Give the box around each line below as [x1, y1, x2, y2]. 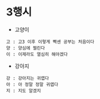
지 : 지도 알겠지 [6, 88, 41, 94]
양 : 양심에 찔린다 [6, 45, 45, 51]
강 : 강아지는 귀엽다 [6, 75, 49, 81]
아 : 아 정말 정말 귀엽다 [6, 81, 59, 87]
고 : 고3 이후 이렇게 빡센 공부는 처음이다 [6, 39, 95, 45]
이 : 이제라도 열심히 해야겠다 [6, 51, 68, 57]
